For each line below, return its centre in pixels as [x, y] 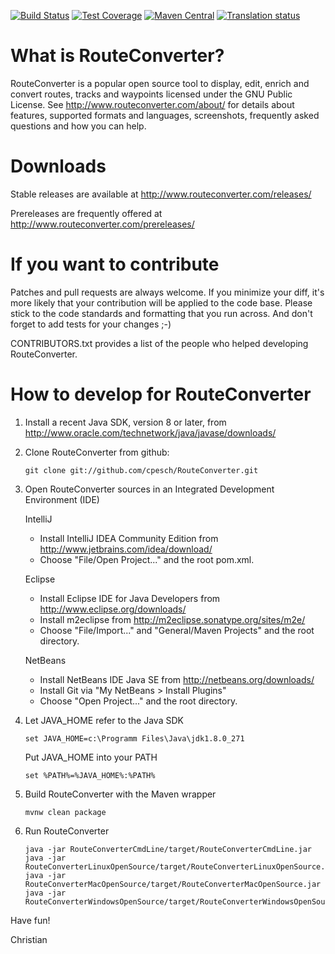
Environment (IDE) [62, 499]
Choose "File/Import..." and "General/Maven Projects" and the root [177, 630]
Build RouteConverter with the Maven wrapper [120, 794]
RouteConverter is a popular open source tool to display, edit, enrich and [160, 83]
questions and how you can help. [78, 126]
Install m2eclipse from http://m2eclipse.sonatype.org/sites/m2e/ [172, 619]
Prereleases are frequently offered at [86, 213]
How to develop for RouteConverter [161, 394]
